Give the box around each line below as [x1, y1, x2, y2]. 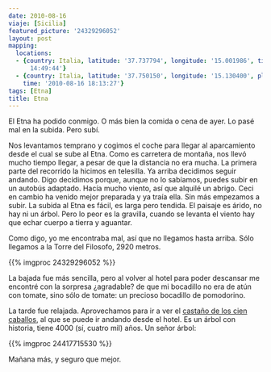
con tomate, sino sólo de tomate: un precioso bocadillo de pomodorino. [8, 290, 246, 300]
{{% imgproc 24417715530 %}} [8, 339, 113, 349]
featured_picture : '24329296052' [8, 27, 121, 35]
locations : [15, 49, 52, 57]
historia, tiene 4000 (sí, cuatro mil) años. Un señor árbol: [8, 324, 197, 333]
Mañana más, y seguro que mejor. [8, 354, 122, 364]
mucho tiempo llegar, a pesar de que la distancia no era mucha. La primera [8, 158, 257, 168]
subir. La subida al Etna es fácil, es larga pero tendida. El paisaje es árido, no [8, 201, 262, 211]
